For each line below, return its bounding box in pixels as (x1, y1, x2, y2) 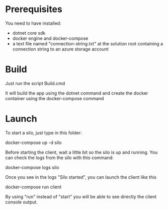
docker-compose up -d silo (5, 139, 62, 146)
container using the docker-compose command (5, 95, 104, 101)
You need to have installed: (5, 20, 61, 26)
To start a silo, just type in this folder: (5, 129, 82, 135)
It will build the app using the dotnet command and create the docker (5, 90, 148, 96)
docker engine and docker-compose (12, 35, 89, 41)
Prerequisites (5, 4, 63, 15)
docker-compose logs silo (5, 164, 59, 170)
